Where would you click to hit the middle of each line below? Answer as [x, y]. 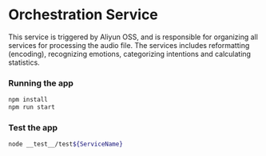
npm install [28, 100]
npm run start [32, 107]
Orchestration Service [83, 15]
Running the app [41, 83]
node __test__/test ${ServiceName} [66, 144]
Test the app [33, 127]
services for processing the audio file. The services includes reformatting [129, 45]
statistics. [24, 62]
